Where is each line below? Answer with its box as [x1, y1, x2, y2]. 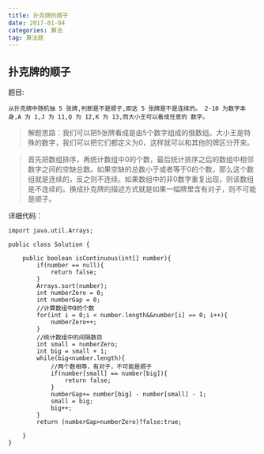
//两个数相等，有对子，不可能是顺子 [50, 363, 153, 371]
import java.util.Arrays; [8, 227, 93, 235]
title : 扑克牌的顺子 [8, 11, 69, 20]
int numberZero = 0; [36, 289, 104, 297]
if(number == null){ [36, 262, 104, 270]
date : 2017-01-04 [8, 19, 66, 27]
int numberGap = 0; [36, 296, 101, 305]
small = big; [50, 397, 93, 406]
